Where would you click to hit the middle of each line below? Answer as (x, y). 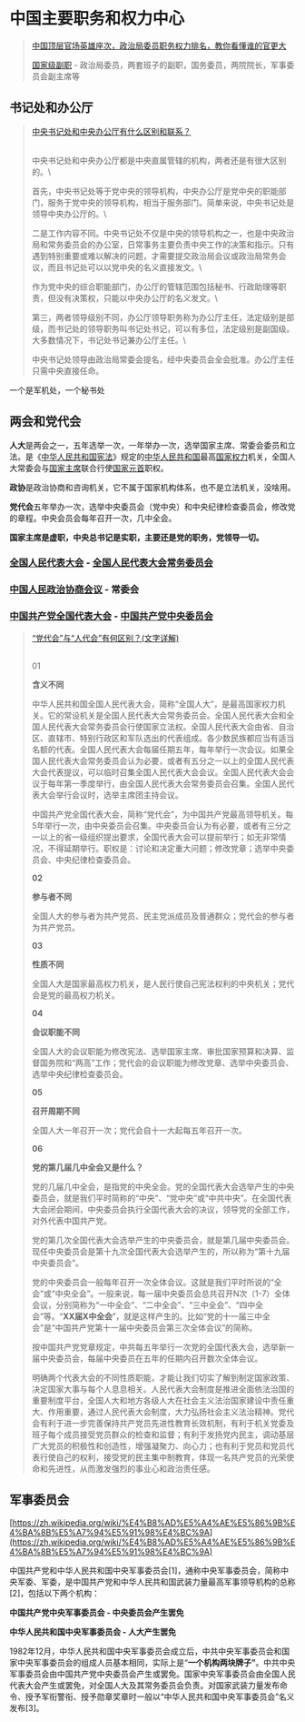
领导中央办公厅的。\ (69, 214)
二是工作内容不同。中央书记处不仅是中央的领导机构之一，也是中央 (155, 233)
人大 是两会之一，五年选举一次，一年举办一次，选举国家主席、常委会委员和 (148, 445)
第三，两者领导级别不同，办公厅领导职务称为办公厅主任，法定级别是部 (163, 317)
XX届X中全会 (88, 1316)
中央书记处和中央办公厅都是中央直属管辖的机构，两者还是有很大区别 (159, 160)
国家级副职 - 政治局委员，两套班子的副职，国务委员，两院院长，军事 (159, 65)
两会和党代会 (45, 422)
